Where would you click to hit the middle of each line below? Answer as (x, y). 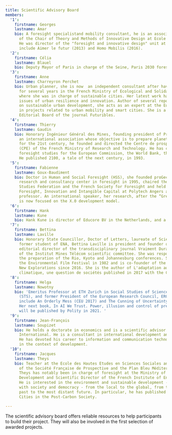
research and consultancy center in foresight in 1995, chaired (89, 182)
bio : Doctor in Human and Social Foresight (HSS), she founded (83, 177)
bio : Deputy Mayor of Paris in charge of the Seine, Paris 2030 (84, 67)
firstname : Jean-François (42, 320)
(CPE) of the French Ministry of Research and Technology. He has (91, 149)
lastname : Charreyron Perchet (47, 82)
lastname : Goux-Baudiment (42, 173)
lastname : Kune (31, 215)
